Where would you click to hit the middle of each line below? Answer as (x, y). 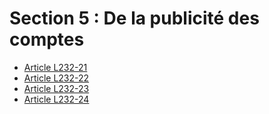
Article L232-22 (56, 78)
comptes (47, 39)
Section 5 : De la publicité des (134, 18)
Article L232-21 (55, 67)
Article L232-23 (56, 88)
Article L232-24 (56, 99)
